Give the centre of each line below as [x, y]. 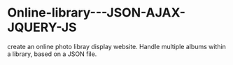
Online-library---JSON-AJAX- [97, 13]
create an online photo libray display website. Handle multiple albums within [116, 46]
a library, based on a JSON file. [52, 54]
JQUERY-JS [42, 27]
